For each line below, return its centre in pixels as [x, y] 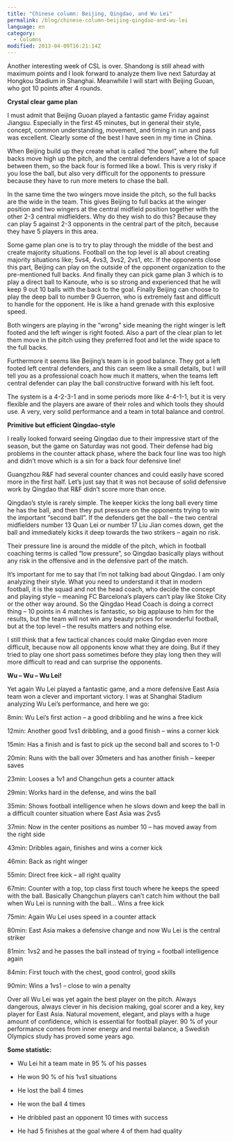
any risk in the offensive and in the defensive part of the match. [98, 561]
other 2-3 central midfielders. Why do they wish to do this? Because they [112, 216]
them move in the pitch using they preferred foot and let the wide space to [114, 340]
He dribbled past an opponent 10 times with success [93, 1117]
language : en [26, 27]
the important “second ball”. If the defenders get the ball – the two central [112, 518]
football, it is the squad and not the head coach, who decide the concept [111, 589]
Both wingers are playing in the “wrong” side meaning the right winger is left [116, 325]
